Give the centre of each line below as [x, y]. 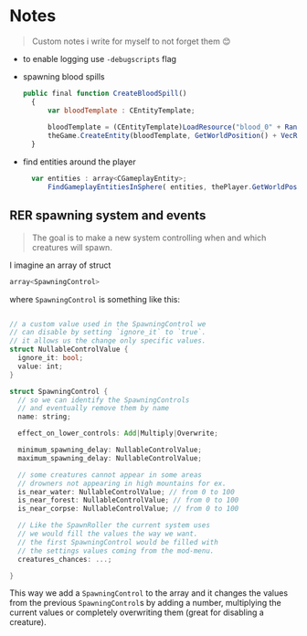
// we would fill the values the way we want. [108, 534]
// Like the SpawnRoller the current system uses [114, 525]
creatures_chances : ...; [65, 559]
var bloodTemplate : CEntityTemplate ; [121, 111]
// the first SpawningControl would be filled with [118, 542]
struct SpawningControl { [58, 391]
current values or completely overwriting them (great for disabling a [137, 612]
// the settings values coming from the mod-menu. [116, 551]
